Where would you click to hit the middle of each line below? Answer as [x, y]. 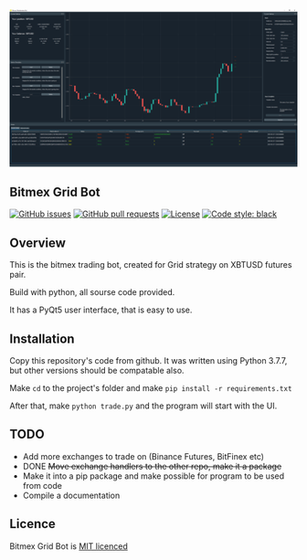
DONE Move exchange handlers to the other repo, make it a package [152, 466]
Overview [38, 243]
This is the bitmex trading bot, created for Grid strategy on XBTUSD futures [151, 265]
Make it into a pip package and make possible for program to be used [153, 476]
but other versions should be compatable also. [97, 371]
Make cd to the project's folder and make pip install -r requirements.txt [151, 388]
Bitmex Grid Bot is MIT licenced [69, 546]
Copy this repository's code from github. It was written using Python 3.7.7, [148, 361]
